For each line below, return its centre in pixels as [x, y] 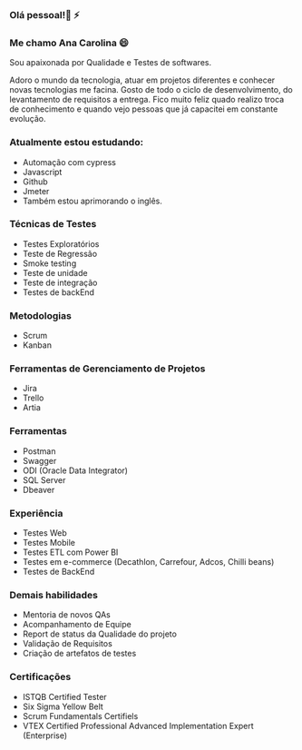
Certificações [40, 677]
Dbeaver [39, 489]
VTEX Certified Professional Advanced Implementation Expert [138, 725]
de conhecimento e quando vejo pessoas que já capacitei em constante [144, 109]
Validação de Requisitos [68, 644]
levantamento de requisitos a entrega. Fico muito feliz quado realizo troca [147, 100]
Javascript [42, 172]
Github [35, 182]
